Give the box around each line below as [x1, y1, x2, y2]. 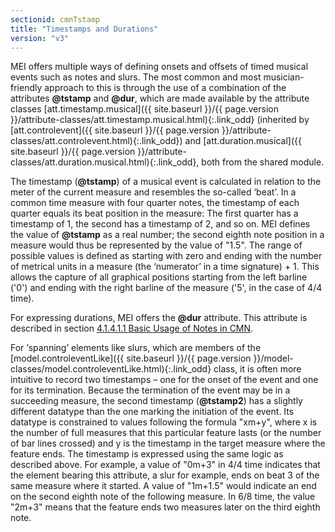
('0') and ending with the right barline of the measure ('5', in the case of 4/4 [10, 282, 323, 294]
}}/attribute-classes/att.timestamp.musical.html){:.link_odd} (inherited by [10, 114, 310, 126]
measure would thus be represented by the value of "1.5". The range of [10, 239, 303, 251]
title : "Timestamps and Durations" [10, 24, 159, 34]
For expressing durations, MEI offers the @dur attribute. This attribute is [10, 312, 308, 324]
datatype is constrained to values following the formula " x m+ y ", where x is [10, 416, 318, 428]
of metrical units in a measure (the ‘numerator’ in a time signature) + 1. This [10, 261, 320, 273]
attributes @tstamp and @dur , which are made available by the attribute [10, 92, 310, 105]
